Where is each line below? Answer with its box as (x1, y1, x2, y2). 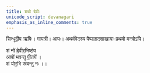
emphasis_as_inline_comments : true (6, 19, 93, 25)
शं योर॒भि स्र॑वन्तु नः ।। (6, 60, 48, 67)
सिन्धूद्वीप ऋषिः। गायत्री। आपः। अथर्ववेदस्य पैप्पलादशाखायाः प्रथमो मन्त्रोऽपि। (6, 36, 145, 43)
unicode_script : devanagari (6, 14, 75, 20)
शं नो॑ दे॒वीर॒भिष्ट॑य (6, 47, 36, 54)
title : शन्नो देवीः (6, 8, 40, 15)
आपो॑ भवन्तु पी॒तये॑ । (6, 54, 42, 61)
